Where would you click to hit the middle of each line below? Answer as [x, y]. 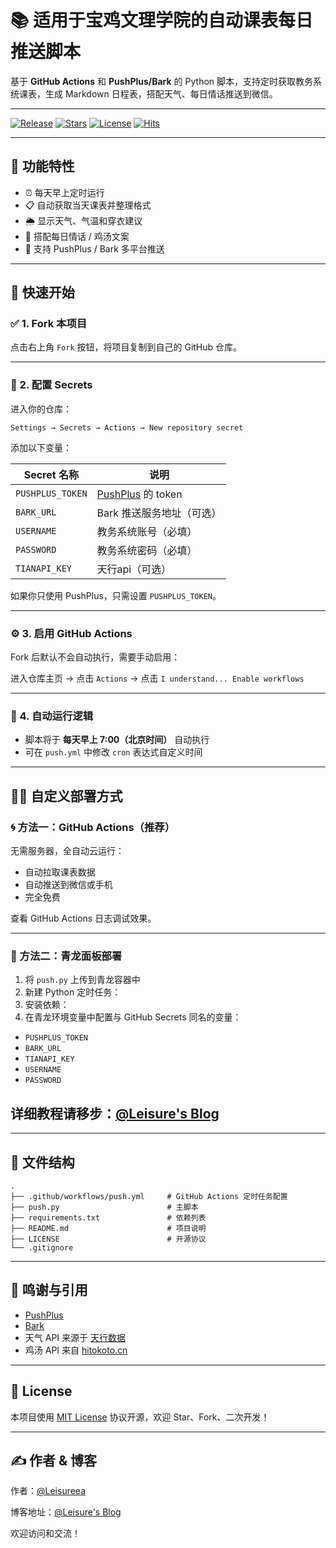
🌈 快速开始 [42, 292]
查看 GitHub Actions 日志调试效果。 [83, 918]
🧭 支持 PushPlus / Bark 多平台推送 [94, 248]
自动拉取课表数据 [60, 872]
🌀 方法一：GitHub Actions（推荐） [93, 827]
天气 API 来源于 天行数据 [75, 1337]
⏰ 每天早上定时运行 [64, 192]
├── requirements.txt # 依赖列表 [108, 1217]
